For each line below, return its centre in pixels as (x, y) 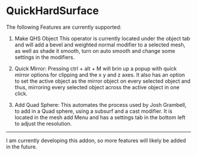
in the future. (22, 146)
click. (21, 93)
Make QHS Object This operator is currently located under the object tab (102, 38)
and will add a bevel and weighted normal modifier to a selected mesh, (100, 45)
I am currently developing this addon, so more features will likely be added (96, 140)
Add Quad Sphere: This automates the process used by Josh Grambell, (100, 105)
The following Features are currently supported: (64, 27)
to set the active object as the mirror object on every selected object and (102, 81)
